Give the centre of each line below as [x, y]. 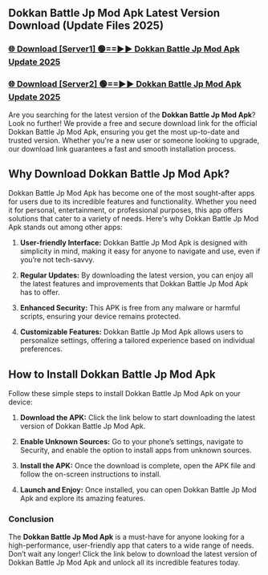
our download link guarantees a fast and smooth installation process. [122, 148]
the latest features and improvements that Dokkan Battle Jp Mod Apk [134, 284]
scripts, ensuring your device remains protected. [100, 317]
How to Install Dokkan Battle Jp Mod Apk [112, 374]
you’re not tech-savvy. [57, 260]
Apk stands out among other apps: [65, 227]
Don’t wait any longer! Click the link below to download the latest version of [133, 553]
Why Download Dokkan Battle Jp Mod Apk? [119, 174]
